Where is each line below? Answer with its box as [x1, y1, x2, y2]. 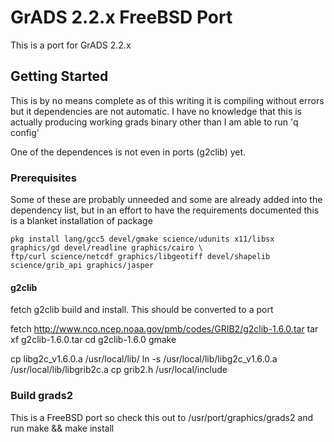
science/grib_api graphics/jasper [10, 261, 155, 271]
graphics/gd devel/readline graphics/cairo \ [10, 243, 203, 253]
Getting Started [10, 68, 109, 85]
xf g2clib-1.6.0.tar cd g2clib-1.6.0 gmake [10, 334, 177, 346]
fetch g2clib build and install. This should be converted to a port [10, 304, 274, 316]
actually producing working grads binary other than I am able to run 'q [10, 116, 299, 128]
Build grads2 [10, 389, 74, 403]
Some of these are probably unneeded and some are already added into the [10, 194, 323, 206]
